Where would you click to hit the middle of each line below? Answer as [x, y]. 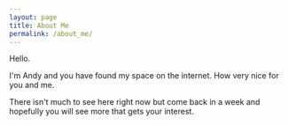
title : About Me [39, 26]
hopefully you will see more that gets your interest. [102, 112]
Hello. [20, 59]
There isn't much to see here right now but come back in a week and [135, 102]
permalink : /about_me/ [51, 33]
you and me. [32, 85]
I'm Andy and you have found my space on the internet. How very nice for [144, 76]
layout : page [33, 17]
